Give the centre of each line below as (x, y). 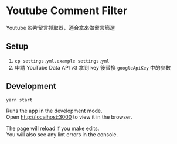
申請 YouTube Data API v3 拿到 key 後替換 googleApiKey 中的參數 (93, 67)
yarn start (19, 100)
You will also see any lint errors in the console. (62, 134)
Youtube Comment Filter (67, 11)
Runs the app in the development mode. (54, 111)
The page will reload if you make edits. (53, 128)
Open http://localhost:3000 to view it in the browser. (69, 117)
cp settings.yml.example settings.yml (62, 61)
